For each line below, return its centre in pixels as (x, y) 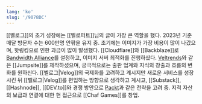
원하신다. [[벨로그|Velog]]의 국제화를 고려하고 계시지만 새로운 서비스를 (100, 72)
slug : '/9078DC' (27, 17)
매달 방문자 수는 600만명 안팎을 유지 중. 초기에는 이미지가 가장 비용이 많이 (93, 42)
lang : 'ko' (20, 12)
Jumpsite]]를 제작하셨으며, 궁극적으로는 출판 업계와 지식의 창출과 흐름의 (102, 65)
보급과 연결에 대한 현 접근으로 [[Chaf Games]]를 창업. (76, 95)
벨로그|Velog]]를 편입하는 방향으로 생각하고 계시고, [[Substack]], (104, 80)
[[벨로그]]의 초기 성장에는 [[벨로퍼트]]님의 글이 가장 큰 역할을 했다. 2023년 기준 (99, 35)
